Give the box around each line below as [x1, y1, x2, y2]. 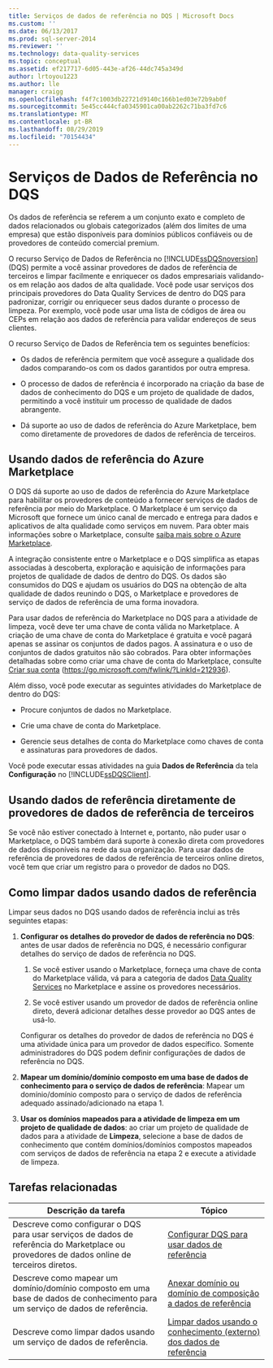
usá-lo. [32, 1015, 57, 1024]
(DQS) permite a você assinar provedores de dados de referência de [8, 262, 238, 272]
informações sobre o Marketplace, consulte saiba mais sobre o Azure [8, 530, 241, 540]
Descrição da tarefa [47, 1205, 126, 1216]
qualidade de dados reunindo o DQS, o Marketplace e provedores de [8, 588, 239, 598]
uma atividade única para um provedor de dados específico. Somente [19, 1040, 254, 1049]
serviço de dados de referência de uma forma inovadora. [8, 597, 199, 607]
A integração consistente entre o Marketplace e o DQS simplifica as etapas [8, 554, 260, 564]
